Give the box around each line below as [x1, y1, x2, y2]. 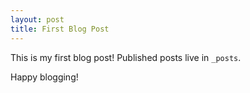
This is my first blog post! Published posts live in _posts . [10, 51, 242, 63]
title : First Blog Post [10, 24, 110, 34]
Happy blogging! [10, 71, 79, 83]
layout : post [10, 14, 65, 25]
